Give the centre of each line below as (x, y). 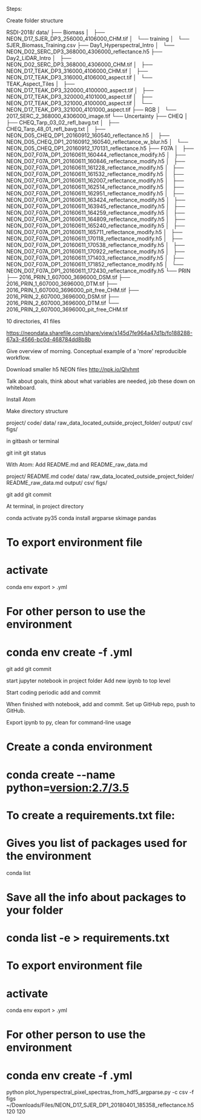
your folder (35, 910)
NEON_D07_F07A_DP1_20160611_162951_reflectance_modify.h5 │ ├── (95, 193)
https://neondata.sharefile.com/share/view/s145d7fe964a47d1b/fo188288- (99, 333)
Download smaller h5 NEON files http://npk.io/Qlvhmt (73, 369)
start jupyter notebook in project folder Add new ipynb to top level (88, 681)
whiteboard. (21, 387)
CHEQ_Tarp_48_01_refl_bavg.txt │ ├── (56, 129)
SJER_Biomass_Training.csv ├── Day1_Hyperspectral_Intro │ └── (90, 45)
